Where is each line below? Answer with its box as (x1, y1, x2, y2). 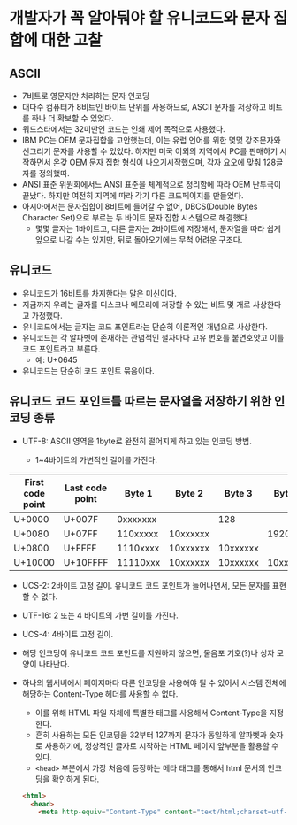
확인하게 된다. (51, 774, 100, 784)
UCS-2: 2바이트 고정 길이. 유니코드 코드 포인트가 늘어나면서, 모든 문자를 (21, 580, 270, 590)
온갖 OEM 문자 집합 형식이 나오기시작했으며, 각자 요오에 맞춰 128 (52, 157, 277, 167)
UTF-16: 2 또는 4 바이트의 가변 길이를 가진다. (21, 610, 179, 621)
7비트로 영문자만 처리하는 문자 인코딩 (21, 90, 150, 101)
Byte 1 (124, 487, 153, 499)
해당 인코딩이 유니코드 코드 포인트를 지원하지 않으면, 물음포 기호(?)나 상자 (21, 647, 275, 658)
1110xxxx (116, 542, 160, 554)
